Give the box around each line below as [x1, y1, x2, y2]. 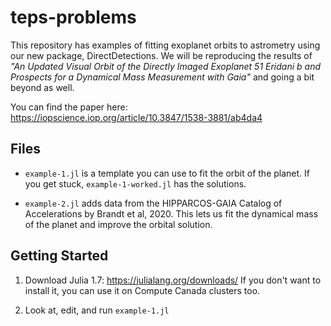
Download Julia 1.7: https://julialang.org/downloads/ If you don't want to [24, 274, 322, 286]
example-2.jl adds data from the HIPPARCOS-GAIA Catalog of [24, 197, 283, 209]
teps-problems [10, 6, 137, 29]
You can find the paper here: [10, 101, 128, 113]
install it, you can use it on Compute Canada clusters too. [24, 284, 261, 296]
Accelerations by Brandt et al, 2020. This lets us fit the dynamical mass [24, 207, 319, 220]
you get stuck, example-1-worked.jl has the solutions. [24, 177, 247, 190]
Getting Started [10, 247, 109, 265]
